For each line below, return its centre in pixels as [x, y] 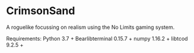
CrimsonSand [41, 11]
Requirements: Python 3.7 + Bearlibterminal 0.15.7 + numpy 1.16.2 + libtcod [97, 38]
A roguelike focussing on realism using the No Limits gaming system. [90, 27]
